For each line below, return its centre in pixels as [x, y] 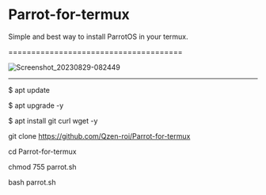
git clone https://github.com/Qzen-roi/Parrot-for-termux [99, 136]
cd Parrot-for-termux [42, 151]
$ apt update [29, 90]
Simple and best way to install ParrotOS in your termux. [98, 36]
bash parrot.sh [32, 182]
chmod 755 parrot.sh [42, 166]
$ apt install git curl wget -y [53, 120]
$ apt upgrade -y [36, 105]
